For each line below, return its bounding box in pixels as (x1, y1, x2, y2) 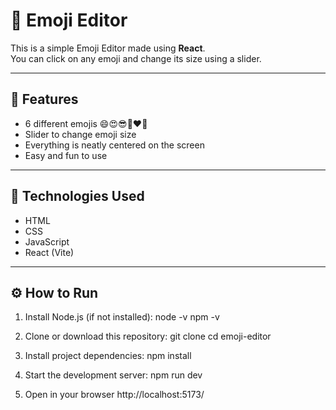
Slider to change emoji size (24, 128, 137, 140)
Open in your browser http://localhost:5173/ (24, 389, 205, 401)
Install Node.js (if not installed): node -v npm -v (24, 311, 220, 323)
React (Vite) (24, 246, 75, 258)
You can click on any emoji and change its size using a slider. (10, 52, 262, 64)
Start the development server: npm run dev (24, 369, 203, 381)
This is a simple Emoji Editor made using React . (10, 42, 206, 54)
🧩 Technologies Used (10, 188, 145, 205)
